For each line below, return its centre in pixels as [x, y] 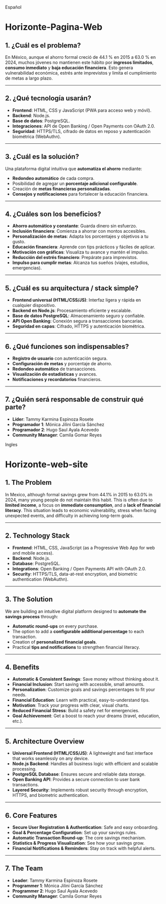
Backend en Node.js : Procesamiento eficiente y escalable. [72, 310]
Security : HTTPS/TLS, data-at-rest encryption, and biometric [75, 574]
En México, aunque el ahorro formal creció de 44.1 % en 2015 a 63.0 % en [81, 57]
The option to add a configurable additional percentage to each [78, 631]
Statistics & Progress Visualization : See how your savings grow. [78, 843]
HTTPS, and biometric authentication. [50, 795]
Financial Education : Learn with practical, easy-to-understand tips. [81, 700]
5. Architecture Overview [45, 741]
